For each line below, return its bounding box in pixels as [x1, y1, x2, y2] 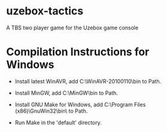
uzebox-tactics [6, 4, 84, 18]
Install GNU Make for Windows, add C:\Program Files [14, 101, 146, 108]
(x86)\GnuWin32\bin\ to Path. [14, 107, 88, 115]
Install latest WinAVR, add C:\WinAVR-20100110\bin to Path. [14, 77, 162, 85]
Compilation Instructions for [6, 45, 150, 59]
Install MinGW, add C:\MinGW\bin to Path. [14, 89, 119, 97]
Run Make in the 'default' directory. [14, 119, 102, 126]
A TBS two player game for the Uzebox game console [6, 24, 139, 31]
